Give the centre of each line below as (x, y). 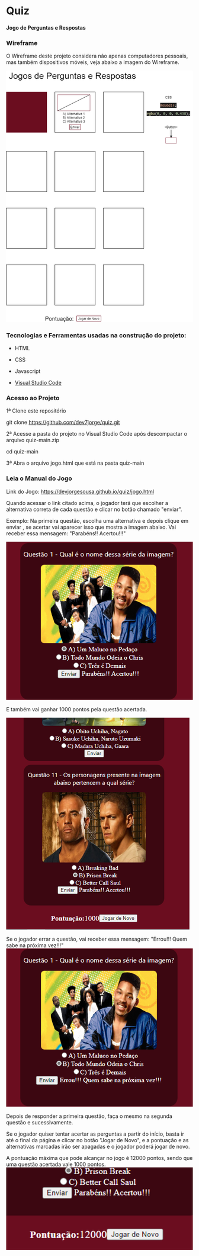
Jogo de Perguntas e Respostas (46, 27)
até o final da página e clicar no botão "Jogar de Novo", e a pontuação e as (97, 1140)
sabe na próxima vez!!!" (35, 945)
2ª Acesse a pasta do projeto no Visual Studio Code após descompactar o (97, 434)
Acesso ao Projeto (33, 398)
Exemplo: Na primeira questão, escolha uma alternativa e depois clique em (97, 520)
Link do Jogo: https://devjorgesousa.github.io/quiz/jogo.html (80, 491)
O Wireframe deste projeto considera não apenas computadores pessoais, (97, 56)
